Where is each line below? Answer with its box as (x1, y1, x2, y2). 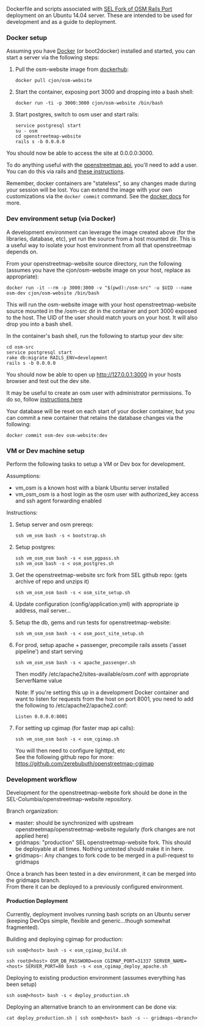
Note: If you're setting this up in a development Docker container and (15, 689, 189, 696)
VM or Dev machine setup (6, 446, 85, 455)
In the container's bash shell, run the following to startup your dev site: (6, 332, 184, 339)
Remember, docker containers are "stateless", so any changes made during (6, 180, 196, 187)
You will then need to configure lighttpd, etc (15, 747, 126, 754)
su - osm (15, 128, 38, 134)
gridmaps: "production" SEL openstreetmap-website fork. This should (15, 838, 191, 846)
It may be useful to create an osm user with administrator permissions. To (6, 389, 192, 397)
